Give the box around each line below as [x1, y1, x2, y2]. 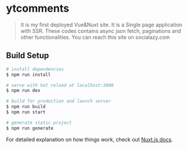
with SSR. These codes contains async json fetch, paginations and [20, 27, 182, 34]
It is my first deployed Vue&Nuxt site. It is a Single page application [20, 21, 183, 28]
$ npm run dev [6, 87, 41, 94]
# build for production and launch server [6, 99, 111, 104]
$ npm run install [6, 72, 51, 77]
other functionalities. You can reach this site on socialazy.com [20, 33, 170, 40]
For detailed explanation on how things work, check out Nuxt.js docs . [6, 136, 173, 143]
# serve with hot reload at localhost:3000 [6, 82, 114, 88]
